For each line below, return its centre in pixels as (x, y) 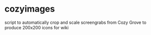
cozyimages (30, 9)
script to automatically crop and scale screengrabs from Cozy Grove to (75, 22)
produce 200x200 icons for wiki (37, 27)
